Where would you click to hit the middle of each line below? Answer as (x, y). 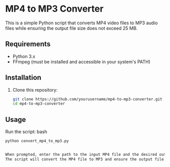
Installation (23, 78)
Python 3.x (24, 56)
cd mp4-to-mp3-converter (39, 104)
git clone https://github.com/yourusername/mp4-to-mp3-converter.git (88, 99)
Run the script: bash (26, 132)
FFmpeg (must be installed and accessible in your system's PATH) (81, 62)
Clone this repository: (35, 90)
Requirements (28, 44)
